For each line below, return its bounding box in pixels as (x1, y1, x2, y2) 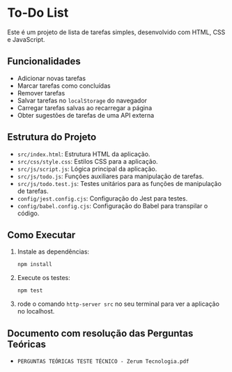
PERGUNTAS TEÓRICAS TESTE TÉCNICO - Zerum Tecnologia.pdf (17, 357, 190, 365)
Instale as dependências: (17, 247, 89, 256)
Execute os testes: (17, 274, 71, 282)
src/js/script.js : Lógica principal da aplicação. (17, 164, 157, 173)
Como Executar (7, 228, 76, 241)
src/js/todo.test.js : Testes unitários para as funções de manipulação (17, 179, 222, 187)
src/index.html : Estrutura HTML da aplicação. (17, 150, 150, 158)
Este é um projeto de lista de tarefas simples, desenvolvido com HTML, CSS (7, 28, 226, 36)
